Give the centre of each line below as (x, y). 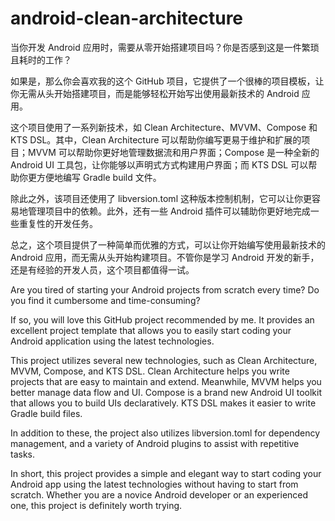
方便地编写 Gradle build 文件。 (99, 177)
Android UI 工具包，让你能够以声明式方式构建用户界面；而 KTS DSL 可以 (159, 164)
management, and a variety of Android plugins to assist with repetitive (155, 443)
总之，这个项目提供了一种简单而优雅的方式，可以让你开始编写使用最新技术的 (168, 244)
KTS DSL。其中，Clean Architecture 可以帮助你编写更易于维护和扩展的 (156, 139)
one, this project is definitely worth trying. (96, 505)
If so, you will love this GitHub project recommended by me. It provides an (162, 319)
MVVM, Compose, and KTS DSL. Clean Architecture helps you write (150, 371)
